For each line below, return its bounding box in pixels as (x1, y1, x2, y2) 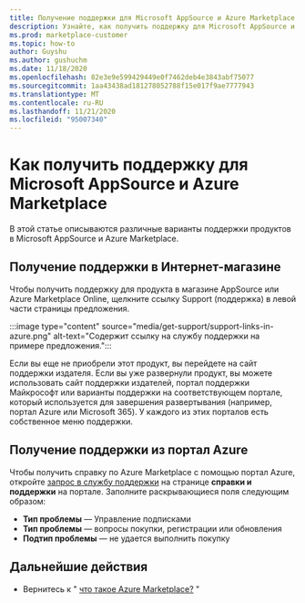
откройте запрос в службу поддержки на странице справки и (9, 476, 252, 487)
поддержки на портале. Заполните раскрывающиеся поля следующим (9, 485, 290, 497)
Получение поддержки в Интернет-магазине (9, 259, 281, 275)
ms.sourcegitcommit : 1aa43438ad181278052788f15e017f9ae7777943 (9, 81, 255, 90)
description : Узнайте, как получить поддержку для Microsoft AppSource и (9, 22, 296, 31)
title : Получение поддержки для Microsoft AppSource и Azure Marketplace (9, 13, 296, 23)
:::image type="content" (9, 320, 100, 331)
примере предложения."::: (9, 339, 112, 351)
